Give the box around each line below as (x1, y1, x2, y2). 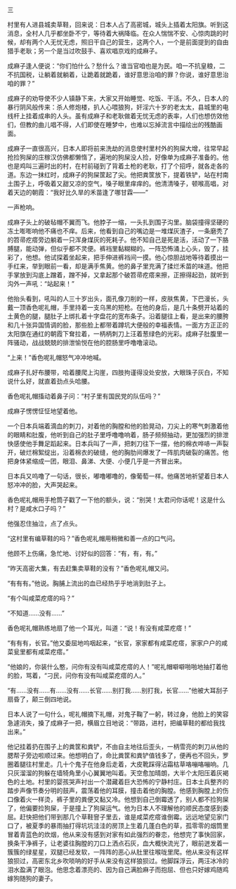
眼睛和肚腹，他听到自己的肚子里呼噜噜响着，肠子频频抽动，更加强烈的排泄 (13, 431, 229, 439)
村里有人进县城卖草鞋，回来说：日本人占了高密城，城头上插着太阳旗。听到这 (7, 20, 229, 29)
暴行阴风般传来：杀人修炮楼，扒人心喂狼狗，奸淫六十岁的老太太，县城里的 (7, 103, 223, 111)
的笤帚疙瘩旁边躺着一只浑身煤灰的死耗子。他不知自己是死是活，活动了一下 (7, 235, 223, 244)
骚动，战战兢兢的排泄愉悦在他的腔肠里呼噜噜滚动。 (13, 339, 162, 346)
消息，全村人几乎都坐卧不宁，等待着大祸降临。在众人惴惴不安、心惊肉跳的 (7, 30, 223, 37)
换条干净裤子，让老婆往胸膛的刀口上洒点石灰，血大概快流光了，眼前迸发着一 (7, 839, 229, 848)
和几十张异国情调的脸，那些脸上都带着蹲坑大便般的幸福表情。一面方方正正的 (7, 321, 229, 329)
